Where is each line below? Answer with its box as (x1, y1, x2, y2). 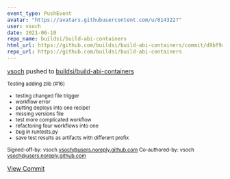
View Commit (7, 164, 45, 172)
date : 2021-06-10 (7, 29, 57, 36)
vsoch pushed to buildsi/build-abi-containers (7, 67, 135, 75)
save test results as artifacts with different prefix (15, 134, 129, 141)
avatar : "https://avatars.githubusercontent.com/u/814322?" (7, 16, 183, 23)
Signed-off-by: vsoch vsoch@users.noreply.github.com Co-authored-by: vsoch (7, 146, 195, 153)
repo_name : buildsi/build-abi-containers (7, 36, 127, 43)
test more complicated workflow (15, 116, 92, 123)
